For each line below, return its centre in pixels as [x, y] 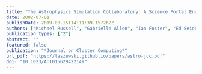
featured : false [26, 45]
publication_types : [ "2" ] [38, 34]
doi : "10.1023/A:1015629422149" [47, 61]
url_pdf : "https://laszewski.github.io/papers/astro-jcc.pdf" [86, 56]
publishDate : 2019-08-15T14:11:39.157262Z [60, 23]
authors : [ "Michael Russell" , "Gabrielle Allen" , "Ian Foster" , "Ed [94, 28]
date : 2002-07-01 [28, 17]
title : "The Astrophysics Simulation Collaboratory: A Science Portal [96, 12]
